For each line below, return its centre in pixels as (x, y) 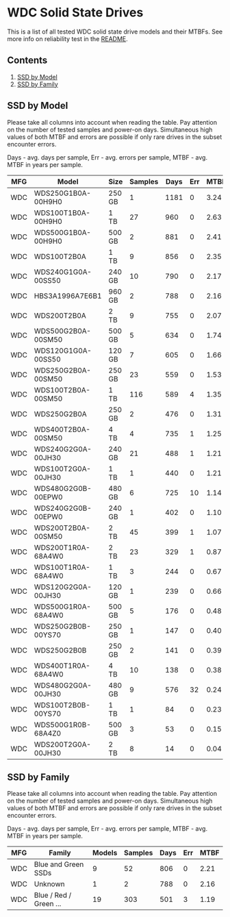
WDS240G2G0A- (63, 449)
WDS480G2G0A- (63, 685)
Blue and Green (59, 864)
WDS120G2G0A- (63, 587)
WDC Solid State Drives (75, 13)
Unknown (49, 884)
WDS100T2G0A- (62, 468)
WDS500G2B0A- (62, 331)
